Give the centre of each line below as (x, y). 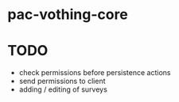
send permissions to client (62, 81)
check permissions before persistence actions (95, 73)
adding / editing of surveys (63, 89)
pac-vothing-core (68, 15)
